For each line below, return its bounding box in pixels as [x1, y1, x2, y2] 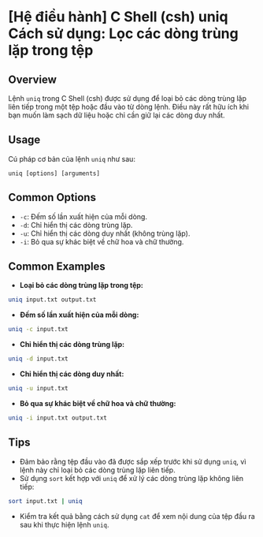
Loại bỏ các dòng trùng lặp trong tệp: [19, 281, 144, 290]
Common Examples [8, 260, 106, 274]
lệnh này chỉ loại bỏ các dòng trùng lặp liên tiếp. [19, 465, 176, 475]
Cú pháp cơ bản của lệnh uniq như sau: [8, 154, 136, 163]
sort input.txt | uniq [8, 497, 83, 505]
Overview [8, 73, 57, 86]
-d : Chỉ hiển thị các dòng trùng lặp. [19, 220, 133, 229]
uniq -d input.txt [8, 355, 69, 363]
